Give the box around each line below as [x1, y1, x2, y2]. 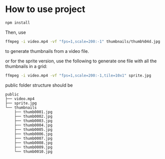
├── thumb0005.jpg [14, 127, 53, 132]
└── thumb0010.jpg [14, 149, 53, 154]
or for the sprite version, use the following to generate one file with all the [5, 58, 157, 64]
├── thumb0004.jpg [14, 122, 53, 128]
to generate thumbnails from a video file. [5, 48, 89, 54]
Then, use [5, 29, 26, 35]
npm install [5, 20, 30, 25]
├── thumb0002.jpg [14, 114, 53, 119]
